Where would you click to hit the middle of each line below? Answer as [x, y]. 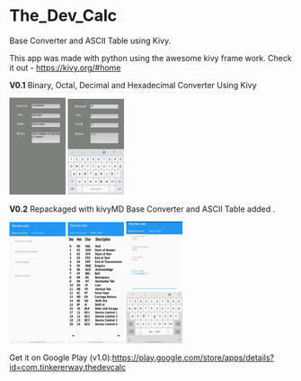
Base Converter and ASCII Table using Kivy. [90, 41]
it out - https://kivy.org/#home [65, 68]
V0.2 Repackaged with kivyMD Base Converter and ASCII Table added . [142, 209]
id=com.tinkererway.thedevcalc [68, 367]
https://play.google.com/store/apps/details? [193, 358]
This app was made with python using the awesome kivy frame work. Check [150, 58]
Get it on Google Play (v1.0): [61, 358]
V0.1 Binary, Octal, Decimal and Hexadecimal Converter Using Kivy [133, 85]
